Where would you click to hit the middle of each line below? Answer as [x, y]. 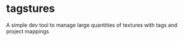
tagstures [31, 9]
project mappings [28, 31]
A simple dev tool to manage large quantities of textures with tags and [92, 25]
